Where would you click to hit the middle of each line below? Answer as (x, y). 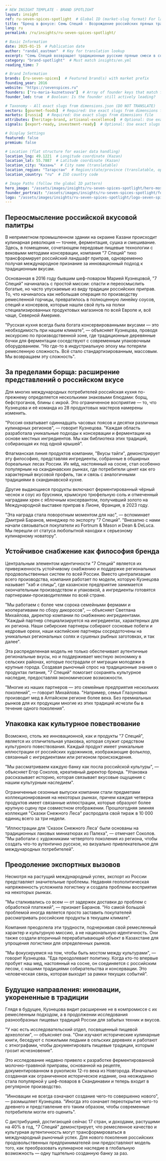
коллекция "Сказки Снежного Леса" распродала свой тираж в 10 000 (79, 813)
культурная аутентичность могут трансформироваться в (65, 1132)
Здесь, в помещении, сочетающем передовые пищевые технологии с (79, 248)
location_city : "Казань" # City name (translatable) (62, 165)
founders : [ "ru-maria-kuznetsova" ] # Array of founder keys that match (82, 92)
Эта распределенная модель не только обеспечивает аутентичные (77, 651)
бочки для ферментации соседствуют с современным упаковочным (78, 341)
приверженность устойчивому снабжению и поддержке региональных (81, 568)
